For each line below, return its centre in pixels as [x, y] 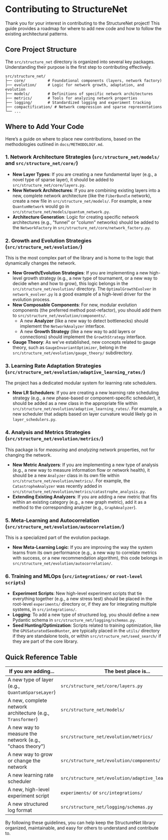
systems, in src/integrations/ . [44, 609]
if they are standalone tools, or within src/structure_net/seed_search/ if [87, 636]
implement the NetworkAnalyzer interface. [62, 326]
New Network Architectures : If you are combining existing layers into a [86, 190]
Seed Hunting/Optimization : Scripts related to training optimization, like [87, 625]
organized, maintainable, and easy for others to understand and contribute [82, 828]
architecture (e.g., [29, 713]
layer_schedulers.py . [34, 419]
